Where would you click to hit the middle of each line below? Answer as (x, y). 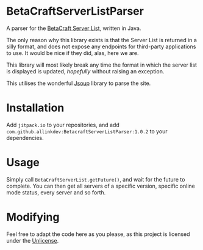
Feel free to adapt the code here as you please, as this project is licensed (98, 234)
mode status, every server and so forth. (56, 192)
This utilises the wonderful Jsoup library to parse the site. (79, 83)
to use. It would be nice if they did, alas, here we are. (73, 53)
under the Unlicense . (33, 240)
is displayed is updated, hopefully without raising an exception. (85, 71)
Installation (35, 108)
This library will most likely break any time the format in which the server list (101, 65)
